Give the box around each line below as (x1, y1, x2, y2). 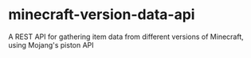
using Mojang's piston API (8, 40, 94, 49)
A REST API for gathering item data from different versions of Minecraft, (8, 32, 245, 41)
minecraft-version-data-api (8, 6, 195, 24)
